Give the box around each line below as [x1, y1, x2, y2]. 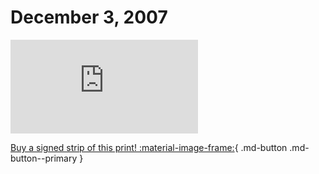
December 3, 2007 [10, 6, 168, 29]
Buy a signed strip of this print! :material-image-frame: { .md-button [10, 141, 288, 153]
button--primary [10, 152, 78, 164]
